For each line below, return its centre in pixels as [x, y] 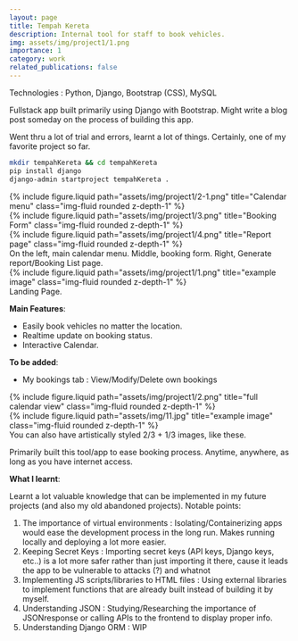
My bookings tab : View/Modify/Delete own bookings [120, 379]
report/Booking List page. [56, 262]
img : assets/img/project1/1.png [69, 42]
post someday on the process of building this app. [102, 119]
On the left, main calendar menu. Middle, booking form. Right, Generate [141, 253]
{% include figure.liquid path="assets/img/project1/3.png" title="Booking [143, 215]
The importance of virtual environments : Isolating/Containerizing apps [152, 522]
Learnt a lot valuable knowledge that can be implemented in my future [138, 495]
